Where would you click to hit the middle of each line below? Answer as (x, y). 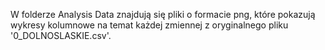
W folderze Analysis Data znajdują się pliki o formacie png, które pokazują (163, 14)
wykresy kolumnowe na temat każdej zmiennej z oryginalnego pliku (149, 25)
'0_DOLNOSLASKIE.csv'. (61, 35)
